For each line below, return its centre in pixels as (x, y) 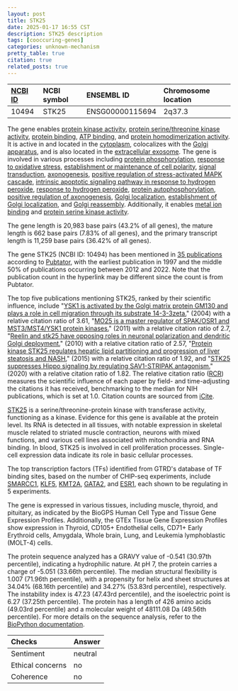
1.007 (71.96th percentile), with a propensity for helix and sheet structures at (119, 579)
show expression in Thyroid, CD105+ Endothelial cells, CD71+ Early (105, 527)
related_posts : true (38, 67)
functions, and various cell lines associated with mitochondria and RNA (111, 439)
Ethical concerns (39, 665)
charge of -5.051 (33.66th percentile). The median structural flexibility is (112, 571)
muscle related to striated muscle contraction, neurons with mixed (104, 432)
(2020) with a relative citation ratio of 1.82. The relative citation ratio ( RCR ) (116, 373)
